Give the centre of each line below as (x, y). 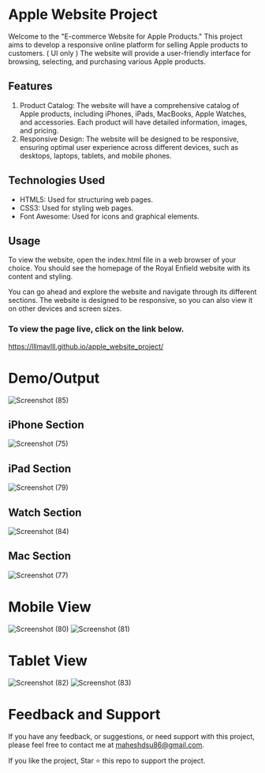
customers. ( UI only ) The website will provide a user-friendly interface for (129, 53)
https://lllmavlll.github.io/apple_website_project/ (86, 346)
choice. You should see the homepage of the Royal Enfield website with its (129, 268)
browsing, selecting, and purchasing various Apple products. (107, 62)
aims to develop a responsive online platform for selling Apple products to (128, 44)
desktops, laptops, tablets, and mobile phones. (95, 155)
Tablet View (48, 661)
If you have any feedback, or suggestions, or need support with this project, (131, 736)
